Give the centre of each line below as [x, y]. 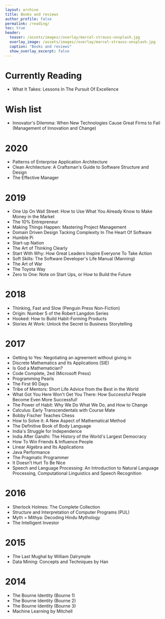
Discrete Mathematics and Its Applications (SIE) [61, 363]
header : [13, 33]
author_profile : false [28, 19]
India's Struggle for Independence [47, 431]
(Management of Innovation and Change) [54, 128]
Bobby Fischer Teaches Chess [43, 416]
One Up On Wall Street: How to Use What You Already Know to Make [82, 211]
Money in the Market [33, 217]
